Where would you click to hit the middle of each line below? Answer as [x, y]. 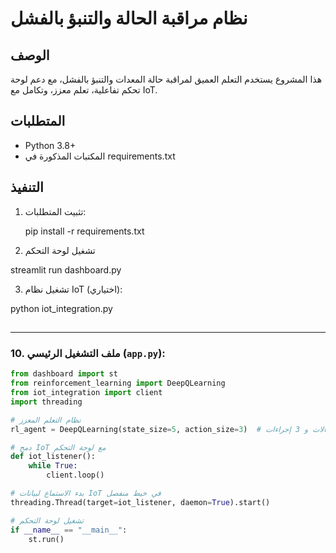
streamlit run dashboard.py [66, 269]
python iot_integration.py [61, 308]
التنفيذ [27, 187]
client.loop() [75, 475]
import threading [46, 402]
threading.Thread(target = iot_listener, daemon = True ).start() [140, 502]
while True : [53, 466]
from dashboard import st [64, 374]
